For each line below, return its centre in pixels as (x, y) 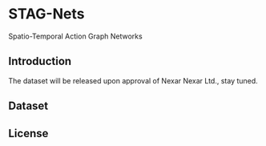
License (28, 133)
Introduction (40, 61)
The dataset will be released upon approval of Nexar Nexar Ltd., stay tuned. (133, 80)
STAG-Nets (46, 14)
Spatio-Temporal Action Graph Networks (75, 36)
